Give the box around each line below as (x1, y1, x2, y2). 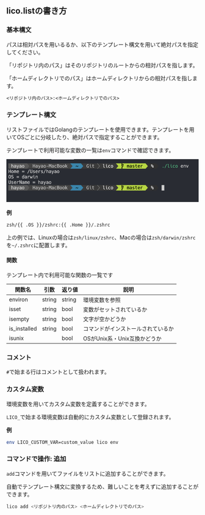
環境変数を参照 (83, 296, 121, 303)
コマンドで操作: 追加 (6, 455, 67, 464)
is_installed (9, 325, 37, 332)
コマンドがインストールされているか (83, 325, 174, 333)
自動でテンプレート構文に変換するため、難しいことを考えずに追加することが (6, 483, 199, 490)
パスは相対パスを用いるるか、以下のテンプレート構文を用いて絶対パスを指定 (6, 40, 198, 48)
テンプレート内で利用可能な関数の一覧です (6, 271, 113, 279)
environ (9, 296, 29, 303)
